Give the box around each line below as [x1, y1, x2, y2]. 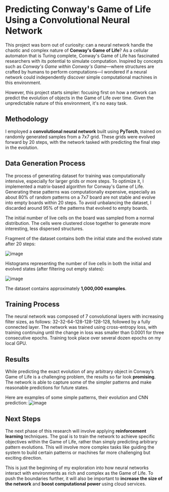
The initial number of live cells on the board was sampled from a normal [5, 214, 154, 221]
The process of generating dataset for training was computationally [5, 172, 145, 178]
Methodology [5, 115, 49, 124]
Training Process [5, 300, 60, 309]
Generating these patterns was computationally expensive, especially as [5, 188, 156, 195]
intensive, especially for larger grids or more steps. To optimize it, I [5, 178, 144, 184]
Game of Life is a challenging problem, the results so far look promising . [5, 374, 156, 380]
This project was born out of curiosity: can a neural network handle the [5, 42, 153, 48]
